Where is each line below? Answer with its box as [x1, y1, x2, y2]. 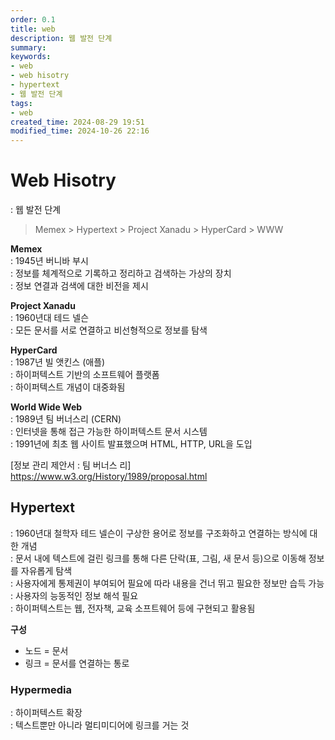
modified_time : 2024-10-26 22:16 [10, 126, 150, 136]
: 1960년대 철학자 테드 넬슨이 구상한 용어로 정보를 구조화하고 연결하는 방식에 [10, 527, 308, 539]
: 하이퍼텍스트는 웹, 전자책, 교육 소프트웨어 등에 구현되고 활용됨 [10, 602, 256, 614]
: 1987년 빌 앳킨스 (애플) [10, 356, 106, 368]
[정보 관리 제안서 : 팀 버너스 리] [10, 459, 132, 471]
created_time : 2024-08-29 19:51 [10, 117, 145, 127]
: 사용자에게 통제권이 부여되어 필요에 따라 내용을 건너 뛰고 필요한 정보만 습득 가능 [10, 577, 325, 589]
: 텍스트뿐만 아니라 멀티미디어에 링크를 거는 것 [10, 719, 190, 731]
